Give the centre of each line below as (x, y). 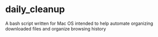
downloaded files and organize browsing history (56, 28)
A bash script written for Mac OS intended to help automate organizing (79, 23)
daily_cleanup (35, 9)
